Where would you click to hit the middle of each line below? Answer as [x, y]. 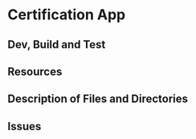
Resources [35, 71]
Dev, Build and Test [57, 45]
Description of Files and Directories [98, 99]
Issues [24, 126]
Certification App [67, 15]
